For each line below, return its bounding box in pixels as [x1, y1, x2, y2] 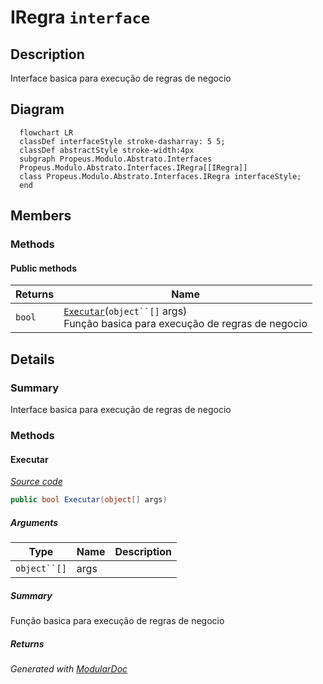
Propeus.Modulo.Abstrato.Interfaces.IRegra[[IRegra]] [19, 162, 248, 173]
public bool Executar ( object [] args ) [10, 495, 168, 505]
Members [10, 207, 72, 225]
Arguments [10, 516, 59, 528]
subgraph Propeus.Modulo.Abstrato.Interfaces [19, 154, 213, 164]
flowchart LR [19, 127, 74, 138]
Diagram [10, 101, 65, 118]
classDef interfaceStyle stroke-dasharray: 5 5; [19, 136, 226, 146]
